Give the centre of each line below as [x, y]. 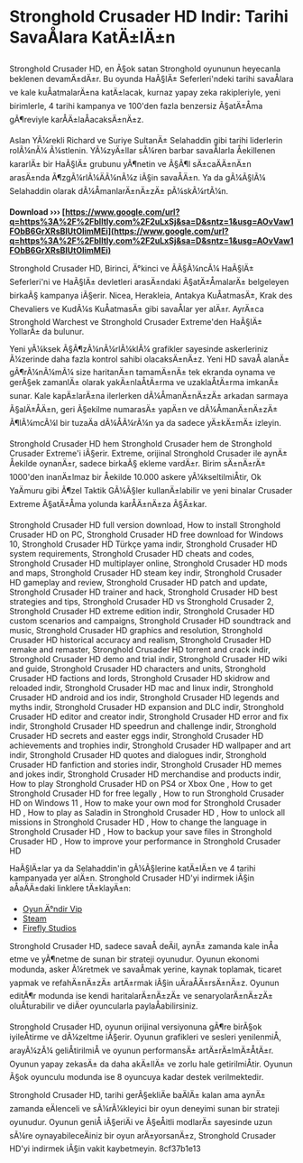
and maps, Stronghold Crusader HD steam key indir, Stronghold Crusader [146, 572]
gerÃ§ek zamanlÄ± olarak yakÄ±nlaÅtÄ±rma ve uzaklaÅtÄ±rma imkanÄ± [144, 382]
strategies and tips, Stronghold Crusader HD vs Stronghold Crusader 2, [142, 601]
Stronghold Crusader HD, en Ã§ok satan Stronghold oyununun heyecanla [145, 69]
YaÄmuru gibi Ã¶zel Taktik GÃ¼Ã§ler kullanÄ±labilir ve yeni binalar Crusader [151, 490]
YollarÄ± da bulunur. [47, 331]
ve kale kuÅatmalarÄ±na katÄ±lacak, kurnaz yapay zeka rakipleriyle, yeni [145, 92]
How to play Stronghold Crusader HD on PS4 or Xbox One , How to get [141, 783]
